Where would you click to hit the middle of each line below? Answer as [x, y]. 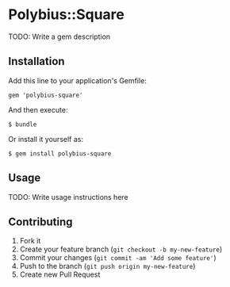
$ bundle [23, 124]
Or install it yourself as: [46, 139]
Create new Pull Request [60, 274]
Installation [36, 61]
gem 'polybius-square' [46, 95]
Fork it [30, 241]
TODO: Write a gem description [59, 36]
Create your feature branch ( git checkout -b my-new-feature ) [121, 249]
